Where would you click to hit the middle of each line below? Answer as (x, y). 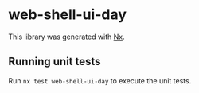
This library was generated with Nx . (66, 37)
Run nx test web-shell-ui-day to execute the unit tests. (100, 80)
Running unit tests (55, 62)
